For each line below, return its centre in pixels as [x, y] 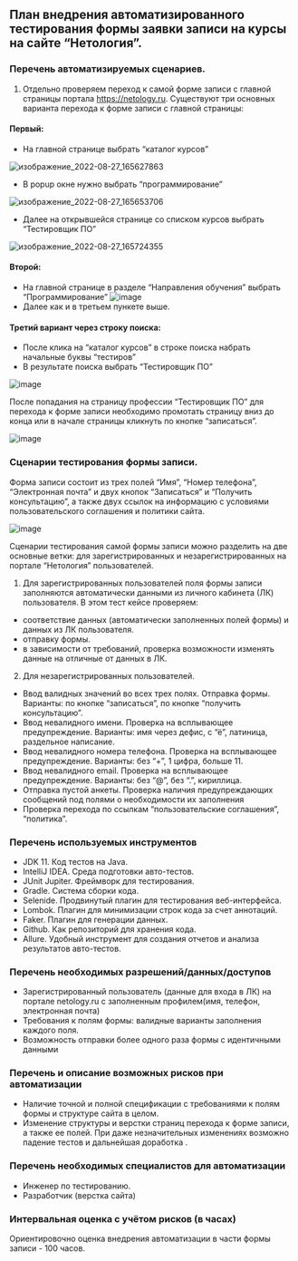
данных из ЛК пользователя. [78, 629]
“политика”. [45, 819]
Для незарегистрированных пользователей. [108, 675]
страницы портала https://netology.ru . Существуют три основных [149, 98]
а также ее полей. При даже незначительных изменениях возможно [156, 1133]
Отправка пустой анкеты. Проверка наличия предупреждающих [148, 790]
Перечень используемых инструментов [103, 842]
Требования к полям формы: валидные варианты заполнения [142, 1021]
